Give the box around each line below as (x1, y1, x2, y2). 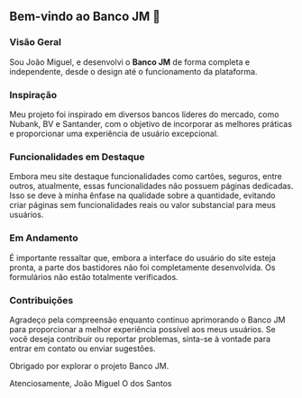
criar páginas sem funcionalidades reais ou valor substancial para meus (9, 200, 277, 211)
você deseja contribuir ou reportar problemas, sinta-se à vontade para (9, 333, 271, 344)
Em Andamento (9, 231, 78, 244)
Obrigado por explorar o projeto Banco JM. (9, 360, 169, 371)
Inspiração (9, 88, 57, 101)
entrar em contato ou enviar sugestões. (9, 343, 156, 354)
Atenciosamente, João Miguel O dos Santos (9, 377, 172, 388)
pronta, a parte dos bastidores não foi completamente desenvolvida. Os (9, 262, 276, 273)
